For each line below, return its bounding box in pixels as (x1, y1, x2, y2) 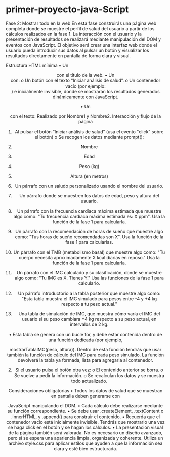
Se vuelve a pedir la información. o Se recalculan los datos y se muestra (14, 372, 165, 378)
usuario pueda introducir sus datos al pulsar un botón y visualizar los (6, 47, 149, 53)
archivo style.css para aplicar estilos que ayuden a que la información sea (8, 440, 163, 446)
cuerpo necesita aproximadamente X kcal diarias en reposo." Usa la (19, 254, 160, 260)
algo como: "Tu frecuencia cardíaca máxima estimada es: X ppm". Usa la (13, 213, 165, 219)
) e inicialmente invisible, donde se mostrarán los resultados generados (11, 88, 160, 94)
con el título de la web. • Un (56, 72, 115, 78)
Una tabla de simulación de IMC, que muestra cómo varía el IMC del (18, 310, 160, 317)
